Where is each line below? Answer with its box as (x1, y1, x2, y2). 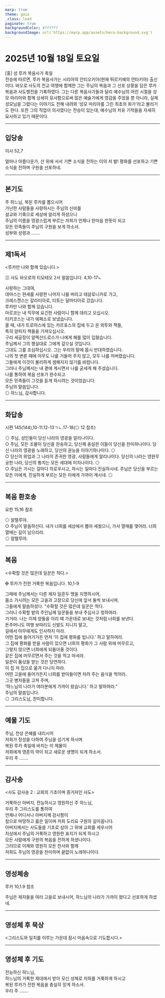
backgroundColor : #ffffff (5, 26, 58, 31)
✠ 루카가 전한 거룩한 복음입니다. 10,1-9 (5, 580, 80, 586)
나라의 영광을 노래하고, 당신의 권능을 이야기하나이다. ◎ (10, 447, 115, 453)
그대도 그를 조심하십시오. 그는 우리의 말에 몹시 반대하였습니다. (5, 347, 123, 353)
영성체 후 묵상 (5, 921, 44, 929)
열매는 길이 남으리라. (5, 529, 45, 535)
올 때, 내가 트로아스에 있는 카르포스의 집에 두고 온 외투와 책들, (5, 322, 123, 328)
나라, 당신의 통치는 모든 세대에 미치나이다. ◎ (14, 460, 100, 466)
